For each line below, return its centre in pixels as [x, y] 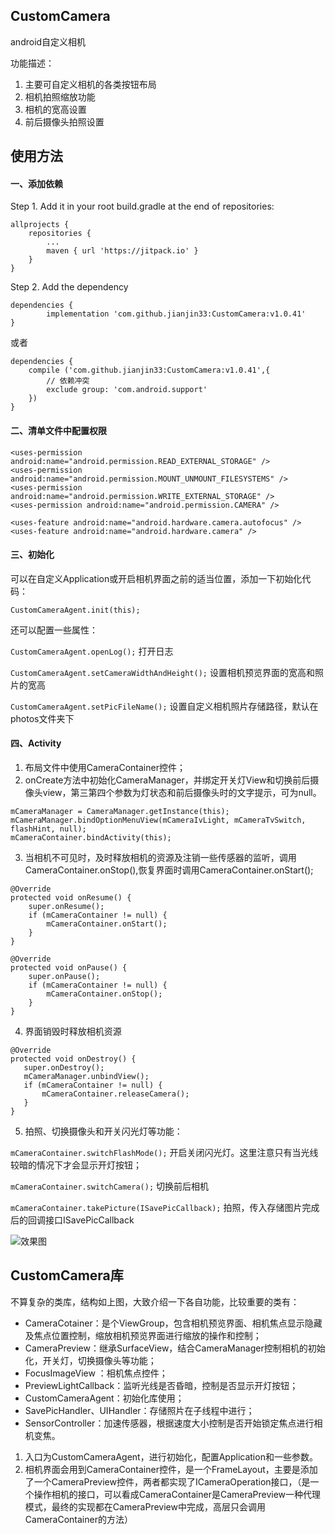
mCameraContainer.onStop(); [104, 994]
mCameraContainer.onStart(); [107, 924]
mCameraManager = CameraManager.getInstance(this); [120, 812]
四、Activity [36, 743]
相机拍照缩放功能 [60, 96]
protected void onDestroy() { [73, 1059]
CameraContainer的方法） [78, 1519]
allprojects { [40, 225]
